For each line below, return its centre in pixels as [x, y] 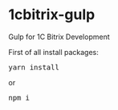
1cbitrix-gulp [52, 15]
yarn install [34, 67]
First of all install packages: [53, 52]
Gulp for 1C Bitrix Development [59, 37]
